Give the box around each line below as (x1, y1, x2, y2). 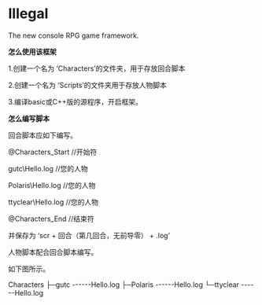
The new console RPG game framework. (8, 31, 139, 40)
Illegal (8, 5, 49, 23)
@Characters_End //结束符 (8, 214, 94, 223)
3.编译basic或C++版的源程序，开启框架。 (8, 97, 143, 106)
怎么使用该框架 (8, 46, 57, 56)
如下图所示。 (8, 264, 50, 274)
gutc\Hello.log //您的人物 (8, 164, 88, 173)
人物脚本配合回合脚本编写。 (8, 247, 98, 256)
